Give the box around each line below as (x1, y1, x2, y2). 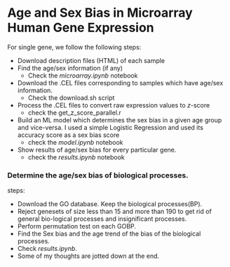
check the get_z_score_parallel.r (27, 108, 121, 117)
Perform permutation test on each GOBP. (17, 222, 137, 231)
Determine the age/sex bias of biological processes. (7, 170, 189, 180)
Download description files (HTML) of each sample (17, 56, 165, 64)
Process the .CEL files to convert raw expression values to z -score (17, 101, 210, 109)
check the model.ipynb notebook (27, 138, 124, 146)
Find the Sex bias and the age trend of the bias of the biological (17, 229, 201, 238)
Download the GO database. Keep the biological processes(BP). (17, 200, 203, 208)
